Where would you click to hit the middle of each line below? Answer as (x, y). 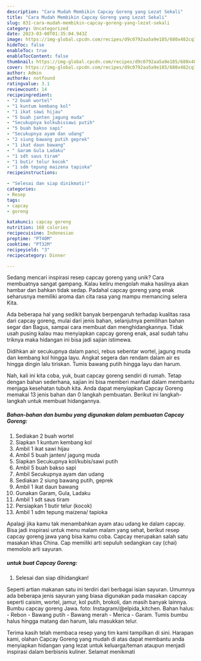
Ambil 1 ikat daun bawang (47, 487)
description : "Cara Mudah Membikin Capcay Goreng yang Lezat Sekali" (95, 12)
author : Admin (24, 73)
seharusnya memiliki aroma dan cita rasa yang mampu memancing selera (97, 297)
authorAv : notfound (31, 78)
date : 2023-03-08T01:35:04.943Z (47, 34)
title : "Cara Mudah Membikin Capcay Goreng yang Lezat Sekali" (87, 17)
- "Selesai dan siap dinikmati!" (48, 184)
